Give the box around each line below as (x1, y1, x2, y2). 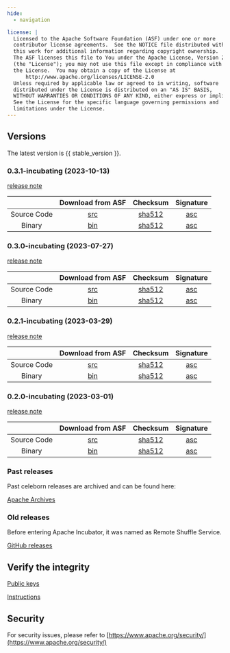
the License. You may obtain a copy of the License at (13, 67, 176, 74)
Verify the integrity (7, 561, 90, 573)
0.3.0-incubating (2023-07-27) (7, 241, 114, 250)
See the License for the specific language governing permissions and (13, 99, 219, 106)
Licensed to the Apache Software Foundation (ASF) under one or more (13, 35, 216, 42)
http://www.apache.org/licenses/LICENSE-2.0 (25, 73, 155, 80)
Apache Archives (7, 495, 56, 504)
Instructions (7, 593, 41, 601)
